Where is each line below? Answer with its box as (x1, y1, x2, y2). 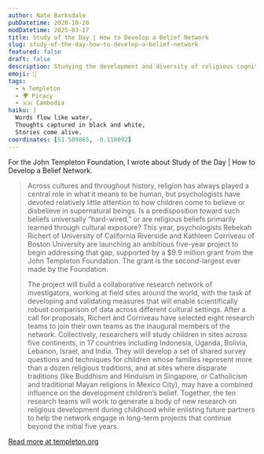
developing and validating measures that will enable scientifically (27, 296, 238, 306)
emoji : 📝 (8, 70, 37, 78)
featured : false (8, 48, 61, 56)
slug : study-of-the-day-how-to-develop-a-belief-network (8, 41, 199, 49)
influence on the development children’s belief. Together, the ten (27, 388, 236, 397)
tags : (8, 77, 26, 85)
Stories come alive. (15, 128, 82, 136)
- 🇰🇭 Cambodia (15, 99, 65, 107)
